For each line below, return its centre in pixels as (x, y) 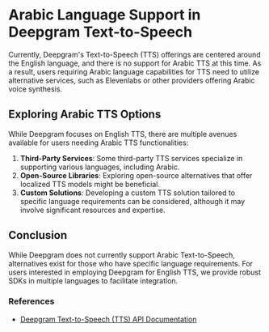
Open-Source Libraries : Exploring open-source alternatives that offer (136, 175)
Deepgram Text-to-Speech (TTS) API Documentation (108, 319)
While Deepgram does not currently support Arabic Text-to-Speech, (122, 255)
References (32, 301)
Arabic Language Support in (105, 15)
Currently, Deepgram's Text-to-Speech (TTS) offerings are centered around (134, 54)
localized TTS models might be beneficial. (90, 184)
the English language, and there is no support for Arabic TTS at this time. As (135, 63)
